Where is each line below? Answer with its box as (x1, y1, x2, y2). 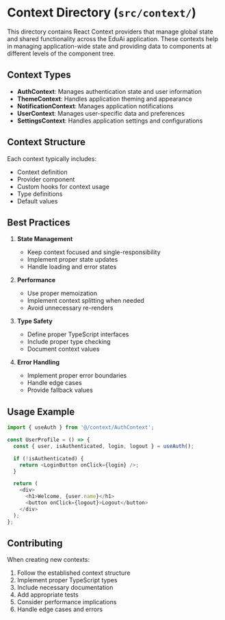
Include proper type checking (27, 338, 111, 346)
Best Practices (7, 216, 70, 228)
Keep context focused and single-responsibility (27, 248, 161, 256)
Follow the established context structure (16, 569, 131, 577)
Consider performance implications (16, 598, 117, 606)
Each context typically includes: (7, 154, 97, 162)
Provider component (16, 175, 75, 183)
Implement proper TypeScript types (16, 576, 118, 584)
